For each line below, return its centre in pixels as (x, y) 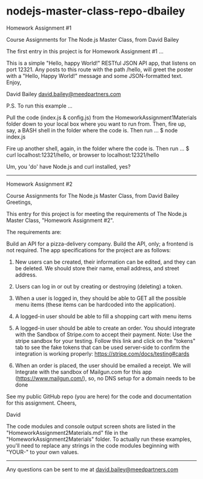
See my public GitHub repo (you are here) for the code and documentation (99, 396)
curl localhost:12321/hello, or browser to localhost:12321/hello (83, 155)
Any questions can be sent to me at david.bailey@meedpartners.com (92, 469)
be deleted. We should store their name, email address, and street (97, 268)
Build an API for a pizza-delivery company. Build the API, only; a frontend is (100, 244)
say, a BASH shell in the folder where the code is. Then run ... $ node (92, 130)
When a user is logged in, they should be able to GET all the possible (100, 298)
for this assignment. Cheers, (41, 403)
